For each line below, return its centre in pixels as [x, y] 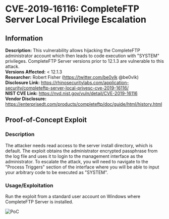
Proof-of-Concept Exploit [46, 120]
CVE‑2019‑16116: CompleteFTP [72, 9]
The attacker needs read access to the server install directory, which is [79, 145]
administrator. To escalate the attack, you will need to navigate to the [77, 161]
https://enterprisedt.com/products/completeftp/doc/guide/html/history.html [84, 104]
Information [24, 38]
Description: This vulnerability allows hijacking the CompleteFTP [73, 50]
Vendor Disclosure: [26, 99]
